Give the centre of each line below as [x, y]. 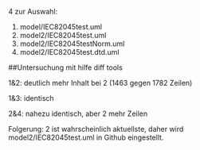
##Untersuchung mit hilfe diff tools [66, 67]
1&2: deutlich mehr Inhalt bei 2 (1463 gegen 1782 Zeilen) [100, 83]
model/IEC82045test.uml [61, 27]
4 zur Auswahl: [33, 12]
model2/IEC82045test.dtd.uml [69, 52]
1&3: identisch [31, 98]
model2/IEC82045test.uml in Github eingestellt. [86, 137]
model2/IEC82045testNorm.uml [72, 44]
